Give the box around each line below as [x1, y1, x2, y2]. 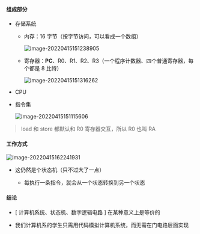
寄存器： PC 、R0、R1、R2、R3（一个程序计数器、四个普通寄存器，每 [23, 57, 194, 64]
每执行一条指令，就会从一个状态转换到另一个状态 [23, 179, 145, 186]
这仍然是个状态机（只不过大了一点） [14, 166, 105, 174]
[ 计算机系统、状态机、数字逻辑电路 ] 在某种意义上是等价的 [14, 208, 160, 216]
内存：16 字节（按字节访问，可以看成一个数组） [23, 33, 142, 40]
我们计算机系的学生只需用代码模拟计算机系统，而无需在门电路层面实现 [14, 221, 189, 229]
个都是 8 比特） [23, 65, 62, 72]
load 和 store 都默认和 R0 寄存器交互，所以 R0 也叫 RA [20, 125, 156, 132]
